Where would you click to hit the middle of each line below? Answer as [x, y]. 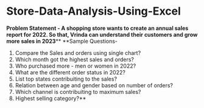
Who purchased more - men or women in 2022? [76, 66]
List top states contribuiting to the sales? [66, 79]
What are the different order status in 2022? [70, 72]
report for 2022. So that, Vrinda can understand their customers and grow [102, 34]
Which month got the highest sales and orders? [75, 59]
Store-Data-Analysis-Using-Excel [94, 11]
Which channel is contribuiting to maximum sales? [78, 92]
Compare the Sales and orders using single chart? [78, 52]
